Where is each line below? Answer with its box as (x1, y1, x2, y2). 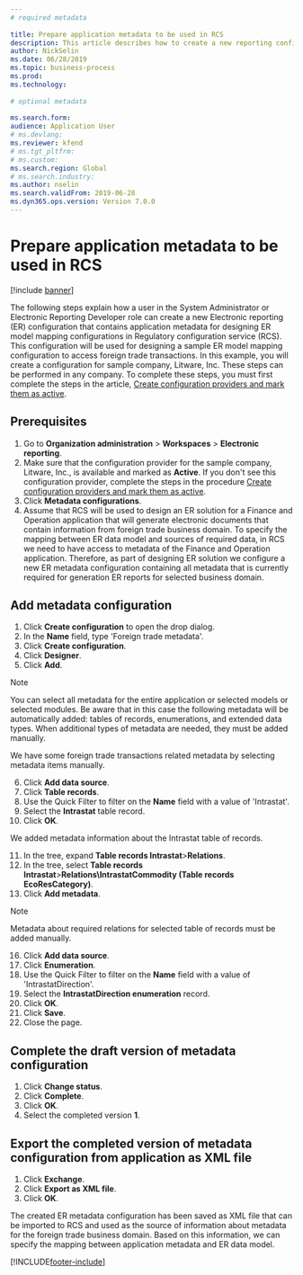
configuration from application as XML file (10, 1150, 253, 1165)
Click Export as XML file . (22, 1183, 117, 1194)
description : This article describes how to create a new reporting (10, 38, 272, 48)
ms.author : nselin (10, 181, 79, 190)
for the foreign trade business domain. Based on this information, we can (10, 1229, 281, 1241)
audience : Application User (10, 122, 116, 131)
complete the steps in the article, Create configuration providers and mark (10, 379, 285, 389)
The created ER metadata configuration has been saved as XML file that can (10, 1210, 293, 1221)
